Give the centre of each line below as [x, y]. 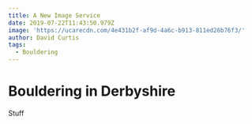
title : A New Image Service [55, 15]
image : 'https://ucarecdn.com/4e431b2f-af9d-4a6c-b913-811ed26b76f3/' [127, 30]
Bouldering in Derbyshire [92, 91]
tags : [17, 45]
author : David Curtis [44, 38]
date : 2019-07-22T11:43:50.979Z [61, 23]
